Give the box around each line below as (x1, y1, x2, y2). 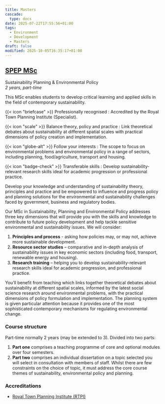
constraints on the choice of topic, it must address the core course (12, 365, 147, 371)
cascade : (5, 12, 23, 17)
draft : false (5, 44, 32, 49)
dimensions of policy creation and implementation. (5, 134, 108, 140)
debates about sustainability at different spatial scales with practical (5, 129, 143, 135)
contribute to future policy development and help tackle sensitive (5, 219, 137, 225)
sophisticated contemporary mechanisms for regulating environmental (5, 306, 147, 312)
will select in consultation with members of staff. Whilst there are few (12, 359, 152, 366)
